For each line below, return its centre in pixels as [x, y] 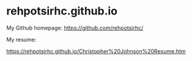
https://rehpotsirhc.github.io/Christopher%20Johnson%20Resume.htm [96, 51]
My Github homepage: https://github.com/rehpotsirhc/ [75, 28]
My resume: [21, 39]
